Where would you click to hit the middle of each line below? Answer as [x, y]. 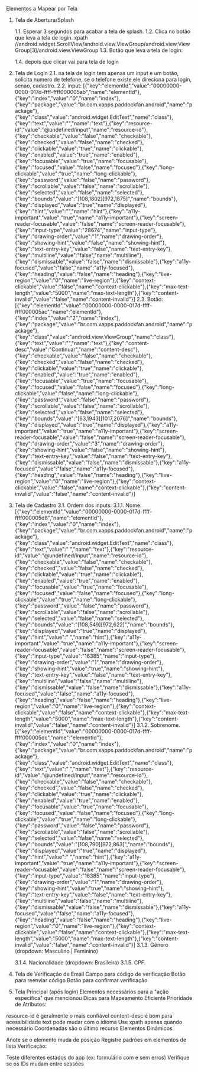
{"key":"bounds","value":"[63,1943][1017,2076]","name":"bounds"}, [96, 418]
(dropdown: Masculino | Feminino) [56, 951]
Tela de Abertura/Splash [44, 20]
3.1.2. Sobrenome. [158, 725]
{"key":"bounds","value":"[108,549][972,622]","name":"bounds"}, [94, 625]
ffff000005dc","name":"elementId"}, [59, 738]
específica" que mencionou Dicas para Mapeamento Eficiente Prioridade [103, 998]
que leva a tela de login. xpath [51, 38]
